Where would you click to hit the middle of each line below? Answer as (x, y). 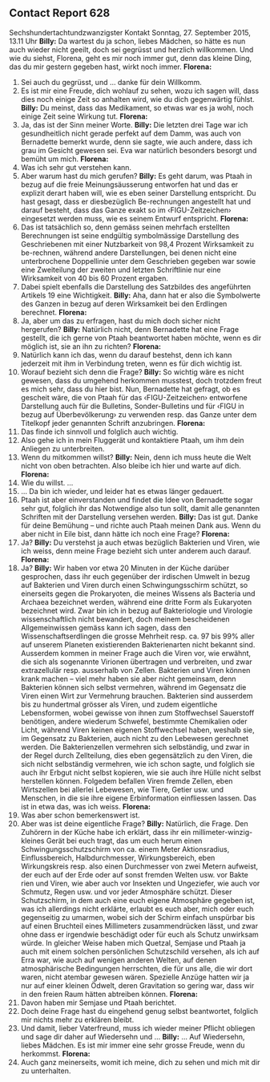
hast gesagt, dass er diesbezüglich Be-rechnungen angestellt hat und (136, 201)
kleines (32, 841)
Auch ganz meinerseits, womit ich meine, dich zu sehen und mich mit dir (140, 1062)
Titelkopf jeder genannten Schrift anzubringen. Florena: (113, 423)
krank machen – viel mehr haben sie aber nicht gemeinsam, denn (128, 679)
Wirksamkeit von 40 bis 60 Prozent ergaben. (95, 278)
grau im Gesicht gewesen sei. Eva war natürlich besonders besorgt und (139, 150)
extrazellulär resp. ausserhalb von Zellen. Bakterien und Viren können (135, 670)
